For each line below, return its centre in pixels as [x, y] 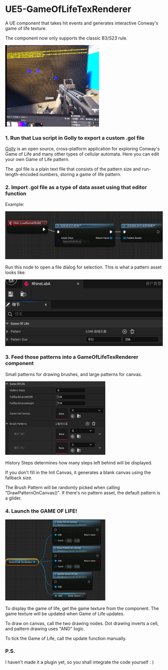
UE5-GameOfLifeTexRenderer [68, 9]
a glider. [13, 498]
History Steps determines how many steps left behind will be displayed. [79, 463]
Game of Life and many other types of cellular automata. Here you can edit [82, 154]
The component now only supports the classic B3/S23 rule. [66, 38]
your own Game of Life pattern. [37, 159]
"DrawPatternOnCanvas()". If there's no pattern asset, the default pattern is [83, 493]
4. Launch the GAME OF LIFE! [41, 511]
